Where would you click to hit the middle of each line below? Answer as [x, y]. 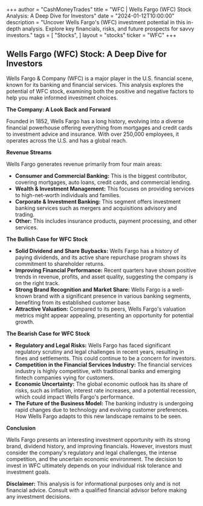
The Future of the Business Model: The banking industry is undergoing [104, 403]
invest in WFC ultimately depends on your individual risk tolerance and [94, 465]
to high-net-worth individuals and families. [68, 195]
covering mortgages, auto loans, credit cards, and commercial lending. [103, 182]
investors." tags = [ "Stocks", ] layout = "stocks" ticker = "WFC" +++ [92, 35]
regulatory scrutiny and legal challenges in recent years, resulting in [99, 351]
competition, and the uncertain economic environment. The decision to [95, 459]
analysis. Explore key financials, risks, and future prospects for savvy [108, 29]
